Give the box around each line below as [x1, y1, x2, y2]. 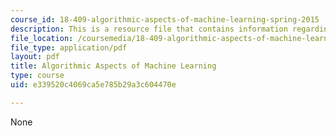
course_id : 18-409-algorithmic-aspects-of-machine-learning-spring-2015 [10, 14, 320, 25]
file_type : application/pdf [10, 42, 128, 53]
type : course [10, 71, 65, 81]
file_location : [10, 33, 74, 43]
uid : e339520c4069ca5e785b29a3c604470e [10, 80, 177, 90]
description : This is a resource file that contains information [10, 24, 288, 34]
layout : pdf [10, 52, 60, 62]
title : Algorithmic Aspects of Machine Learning [10, 61, 217, 71]
